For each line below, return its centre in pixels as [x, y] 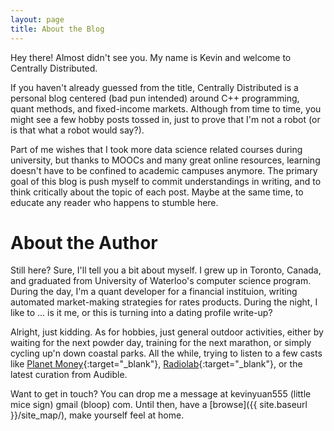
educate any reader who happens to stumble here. [114, 202]
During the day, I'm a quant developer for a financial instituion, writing [154, 292]
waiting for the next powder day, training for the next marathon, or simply [161, 343]
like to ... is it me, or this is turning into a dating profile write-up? [141, 313]
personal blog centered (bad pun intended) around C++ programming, [155, 98]
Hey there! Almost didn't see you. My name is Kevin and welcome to [151, 57]
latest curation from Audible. [69, 375]
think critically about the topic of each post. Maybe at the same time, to [157, 192]
